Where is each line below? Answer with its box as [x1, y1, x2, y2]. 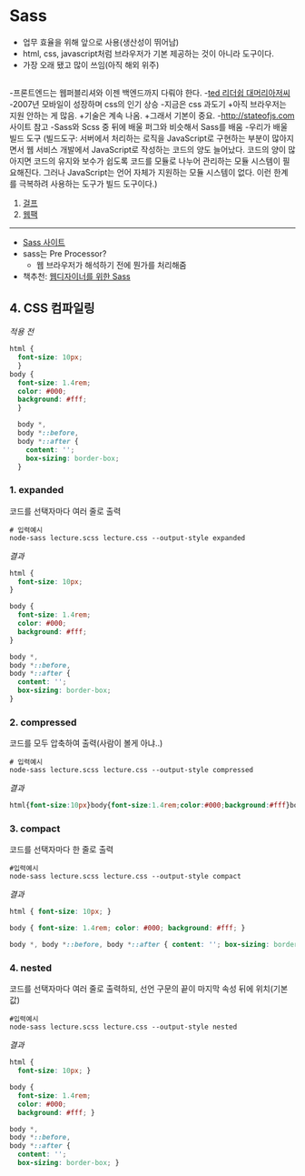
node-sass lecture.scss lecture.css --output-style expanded [9, 533, 246, 542]
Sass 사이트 [22, 237, 65, 248]
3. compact [9, 822, 61, 835]
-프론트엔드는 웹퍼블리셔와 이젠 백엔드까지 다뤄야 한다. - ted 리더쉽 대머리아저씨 [9, 87, 290, 98]
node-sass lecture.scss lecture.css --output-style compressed [9, 766, 254, 775]
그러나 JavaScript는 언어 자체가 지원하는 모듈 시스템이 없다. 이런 [43, 167, 272, 178]
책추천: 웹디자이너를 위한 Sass [22, 271, 131, 282]
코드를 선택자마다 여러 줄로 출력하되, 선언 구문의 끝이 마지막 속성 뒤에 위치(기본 [9, 983, 289, 994]
